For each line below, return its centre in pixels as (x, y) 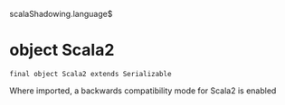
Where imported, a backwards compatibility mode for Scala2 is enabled (143, 91)
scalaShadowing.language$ (61, 14)
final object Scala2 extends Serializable (90, 74)
